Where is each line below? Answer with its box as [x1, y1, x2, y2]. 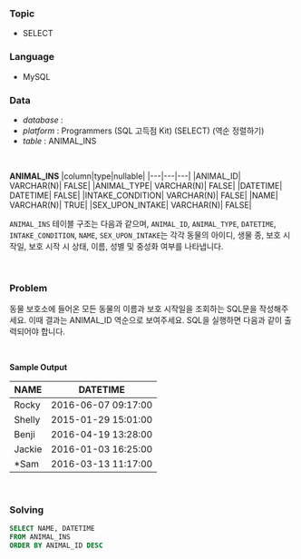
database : [22, 114, 63, 125]
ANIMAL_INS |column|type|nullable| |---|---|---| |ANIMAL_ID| [9, 171, 242, 181]
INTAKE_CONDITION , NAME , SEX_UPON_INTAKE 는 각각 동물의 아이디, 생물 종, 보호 [9, 230, 281, 240]
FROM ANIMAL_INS [9, 533, 71, 542]
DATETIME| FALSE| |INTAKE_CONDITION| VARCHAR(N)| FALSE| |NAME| [9, 190, 278, 201]
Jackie [14, 443, 43, 456]
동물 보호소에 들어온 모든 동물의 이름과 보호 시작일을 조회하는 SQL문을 [9, 303, 257, 315]
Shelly [14, 414, 41, 427]
